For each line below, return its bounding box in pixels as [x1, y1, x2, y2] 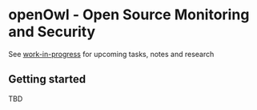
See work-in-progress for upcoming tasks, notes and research [8, 49, 215, 59]
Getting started [8, 72, 86, 86]
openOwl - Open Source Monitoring [8, 6, 250, 24]
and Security [8, 22, 96, 41]
